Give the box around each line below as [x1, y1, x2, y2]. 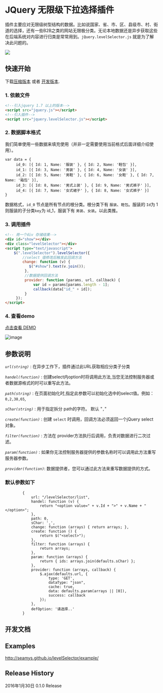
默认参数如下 [5, 479, 35, 486]
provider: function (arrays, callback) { [31, 567, 116, 572]
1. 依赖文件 [5, 92, 30, 98]
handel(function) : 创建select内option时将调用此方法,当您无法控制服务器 [5, 374, 150, 380]
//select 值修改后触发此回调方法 [22, 255, 82, 260]
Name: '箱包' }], [5, 177, 39, 183]
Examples [5, 642, 35, 651]
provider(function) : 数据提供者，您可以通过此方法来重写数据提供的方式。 [5, 466, 153, 472]
